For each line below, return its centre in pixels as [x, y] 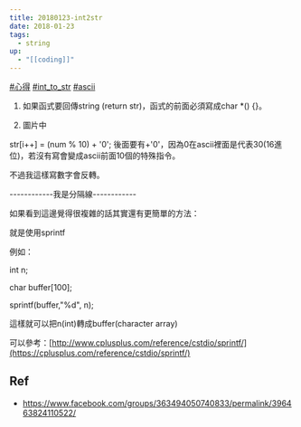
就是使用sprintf [38, 232]
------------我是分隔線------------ [73, 194]
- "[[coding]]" [46, 60]
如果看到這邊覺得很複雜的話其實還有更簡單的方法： [104, 213]
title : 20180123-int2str [56, 18]
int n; [19, 270]
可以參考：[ [31, 343]
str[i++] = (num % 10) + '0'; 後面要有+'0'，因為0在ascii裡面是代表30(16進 [146, 144]
